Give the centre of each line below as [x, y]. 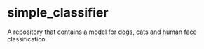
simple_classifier [58, 13]
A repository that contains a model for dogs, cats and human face [102, 32]
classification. [27, 39]
